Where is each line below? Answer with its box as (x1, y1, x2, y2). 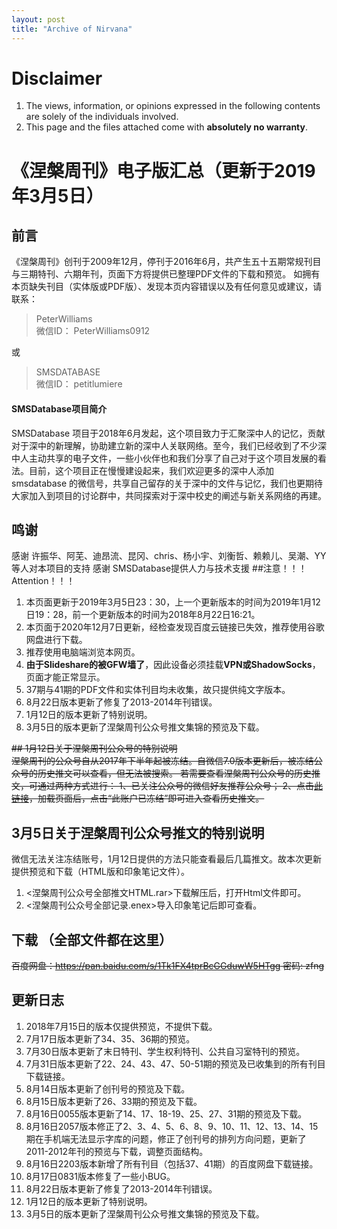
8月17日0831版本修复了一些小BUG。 (25, 1170, 176, 1182)
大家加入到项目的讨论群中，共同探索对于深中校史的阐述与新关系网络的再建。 (11, 489, 327, 501)
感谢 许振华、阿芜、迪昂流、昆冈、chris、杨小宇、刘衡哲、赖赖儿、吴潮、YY (11, 550, 327, 562)
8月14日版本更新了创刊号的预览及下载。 (25, 1082, 191, 1095)
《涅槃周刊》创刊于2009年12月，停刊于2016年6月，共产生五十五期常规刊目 (11, 256, 322, 268)
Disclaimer (11, 67, 103, 90)
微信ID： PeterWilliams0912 (35, 325, 151, 337)
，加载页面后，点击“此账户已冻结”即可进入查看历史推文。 (29, 792, 265, 805)
